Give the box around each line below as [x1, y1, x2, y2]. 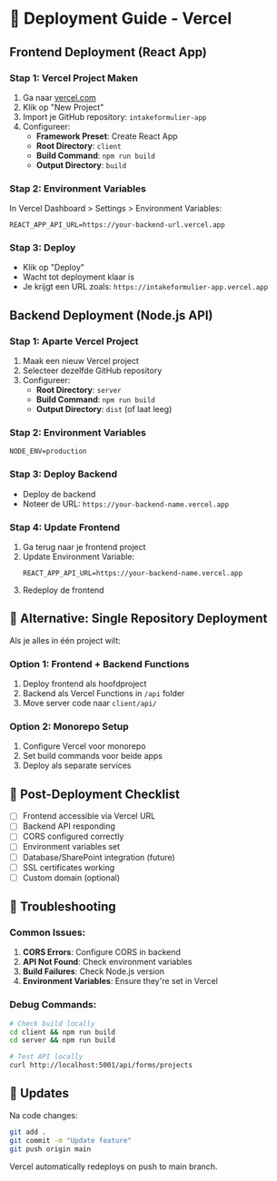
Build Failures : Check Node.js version [22, 966, 165, 977]
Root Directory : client [35, 140, 122, 151]
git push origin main [9, 1144, 92, 1154]
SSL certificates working [22, 861, 115, 872]
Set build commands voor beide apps [22, 751, 163, 762]
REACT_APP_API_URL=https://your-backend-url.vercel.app [9, 221, 225, 230]
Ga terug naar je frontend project [22, 542, 146, 553]
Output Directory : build [35, 159, 127, 171]
